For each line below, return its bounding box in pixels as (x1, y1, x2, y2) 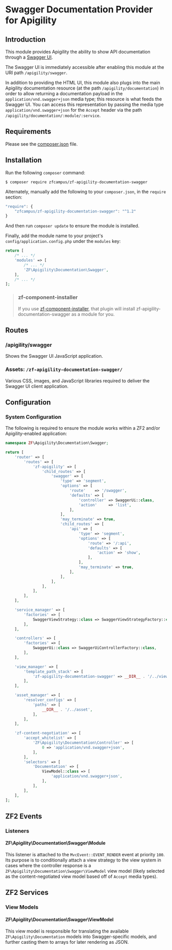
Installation (5, 156, 42, 165)
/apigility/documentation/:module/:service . (5, 112, 101, 118)
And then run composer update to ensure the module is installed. (5, 223, 140, 229)
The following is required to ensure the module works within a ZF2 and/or (5, 425, 160, 431)
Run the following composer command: (5, 169, 85, 175)
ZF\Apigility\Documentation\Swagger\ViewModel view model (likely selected (5, 868, 165, 874)
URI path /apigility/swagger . (5, 69, 68, 76)
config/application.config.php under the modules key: (5, 238, 121, 244)
